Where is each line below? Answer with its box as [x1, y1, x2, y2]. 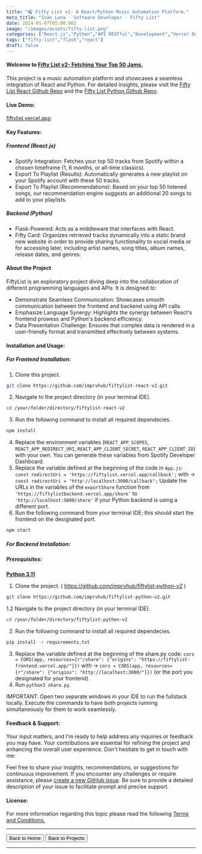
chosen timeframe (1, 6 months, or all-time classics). [14, 164, 145, 171]
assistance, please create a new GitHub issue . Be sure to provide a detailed [6, 777, 194, 784]
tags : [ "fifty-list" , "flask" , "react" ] [6, 37, 103, 43]
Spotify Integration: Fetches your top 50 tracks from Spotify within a [14, 158, 184, 165]
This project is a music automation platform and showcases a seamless [6, 75, 183, 82]
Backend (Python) [6, 209, 53, 217]
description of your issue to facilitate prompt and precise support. [6, 783, 170, 791]
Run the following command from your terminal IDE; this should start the [14, 509, 194, 517]
